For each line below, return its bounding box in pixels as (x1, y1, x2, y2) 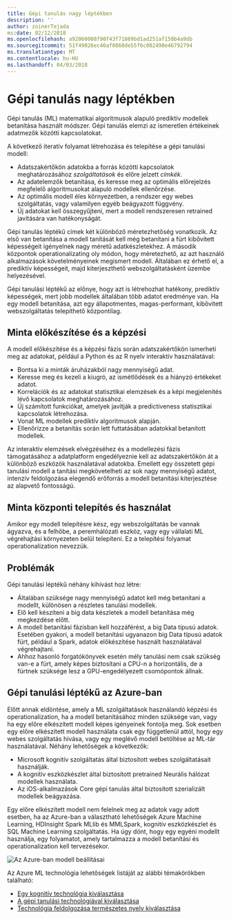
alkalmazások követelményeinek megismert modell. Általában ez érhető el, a (7, 257, 224, 265)
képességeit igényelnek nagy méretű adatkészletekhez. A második (7, 242, 197, 250)
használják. (17, 762, 50, 771)
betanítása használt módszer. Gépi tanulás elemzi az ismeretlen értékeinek (7, 121, 219, 130)
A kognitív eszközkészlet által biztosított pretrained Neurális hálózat (17, 770, 210, 778)
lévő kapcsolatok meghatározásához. (17, 395, 123, 404)
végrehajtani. (17, 645, 55, 653)
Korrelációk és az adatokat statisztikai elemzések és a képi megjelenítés (17, 388, 222, 396)
